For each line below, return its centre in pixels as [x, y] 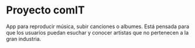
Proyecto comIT [45, 10]
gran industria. [24, 39]
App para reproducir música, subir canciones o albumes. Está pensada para [97, 26]
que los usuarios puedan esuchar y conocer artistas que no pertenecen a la [97, 32]
